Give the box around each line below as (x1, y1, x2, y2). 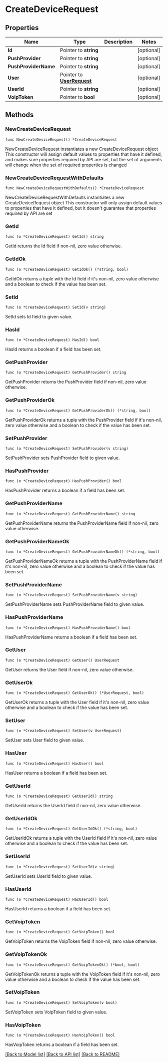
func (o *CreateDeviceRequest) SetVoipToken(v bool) (5, 1000, 117, 1005)
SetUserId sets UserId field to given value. (5, 873, 92, 879)
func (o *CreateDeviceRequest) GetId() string (5, 234, 104, 239)
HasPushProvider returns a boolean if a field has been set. (5, 487, 125, 494)
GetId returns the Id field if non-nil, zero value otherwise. (5, 243, 122, 249)
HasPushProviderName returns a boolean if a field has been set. (5, 634, 137, 640)
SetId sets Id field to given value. (5, 313, 72, 319)
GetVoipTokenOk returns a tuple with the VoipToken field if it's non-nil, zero (5, 971, 160, 977)
